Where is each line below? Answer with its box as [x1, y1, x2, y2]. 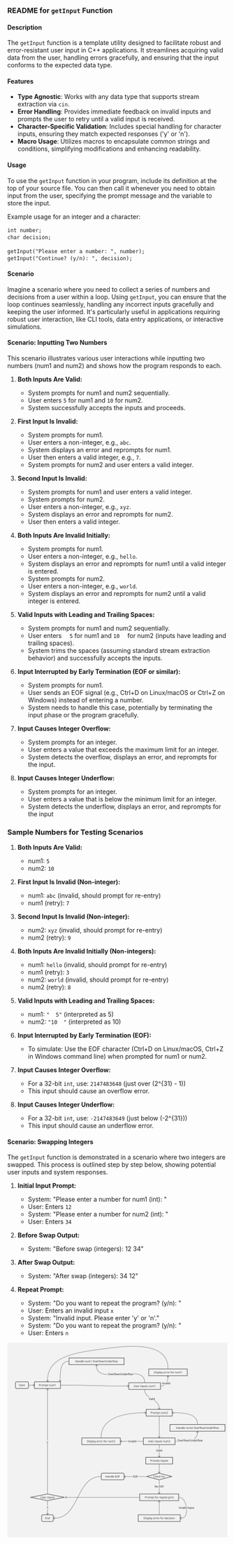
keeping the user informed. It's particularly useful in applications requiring [7, 307, 221, 316]
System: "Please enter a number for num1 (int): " [27, 1195, 168, 1204]
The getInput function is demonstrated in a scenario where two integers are [7, 1153, 226, 1162]
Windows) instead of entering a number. [27, 696, 144, 704]
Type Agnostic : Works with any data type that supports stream [17, 93, 200, 101]
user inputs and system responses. [7, 1168, 108, 1177]
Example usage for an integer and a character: [7, 212, 141, 221]
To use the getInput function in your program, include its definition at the [7, 176, 217, 184]
